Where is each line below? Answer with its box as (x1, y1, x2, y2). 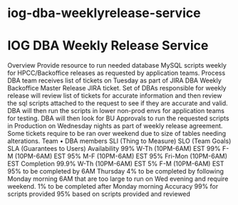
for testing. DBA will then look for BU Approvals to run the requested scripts (7, 114, 229, 122)
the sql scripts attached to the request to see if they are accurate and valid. (7, 99, 228, 107)
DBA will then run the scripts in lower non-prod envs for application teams (7, 107, 224, 115)
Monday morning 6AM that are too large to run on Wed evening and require (7, 174, 229, 183)
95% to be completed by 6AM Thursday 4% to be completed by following (7, 167, 224, 176)
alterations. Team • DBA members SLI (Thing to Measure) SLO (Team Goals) (7, 137, 232, 145)
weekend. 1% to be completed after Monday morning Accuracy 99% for (7, 182, 219, 191)
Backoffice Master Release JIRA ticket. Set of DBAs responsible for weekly (7, 84, 227, 93)
